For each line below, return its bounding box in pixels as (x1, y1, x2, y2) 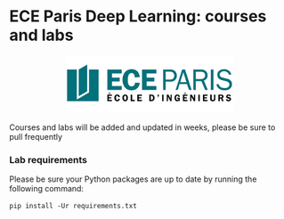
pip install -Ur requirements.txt (9, 201, 138, 210)
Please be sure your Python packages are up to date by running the (9, 174, 257, 184)
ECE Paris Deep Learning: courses (9, 6, 267, 27)
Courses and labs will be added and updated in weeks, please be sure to (9, 122, 276, 133)
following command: (9, 182, 85, 193)
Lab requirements (9, 153, 87, 166)
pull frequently (9, 131, 63, 142)
